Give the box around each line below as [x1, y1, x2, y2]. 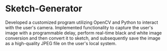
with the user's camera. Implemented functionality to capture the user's [5, 24, 153, 30]
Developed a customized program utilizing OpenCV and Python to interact [5, 19, 158, 25]
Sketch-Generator [5, 3, 83, 14]
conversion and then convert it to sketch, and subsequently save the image [5, 35, 160, 41]
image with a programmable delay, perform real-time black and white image [5, 30, 162, 36]
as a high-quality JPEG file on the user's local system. [5, 40, 117, 46]
